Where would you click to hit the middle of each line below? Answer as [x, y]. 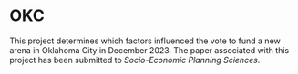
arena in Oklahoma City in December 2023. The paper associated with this [149, 50]
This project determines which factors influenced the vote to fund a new [145, 41]
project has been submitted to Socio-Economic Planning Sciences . [135, 60]
